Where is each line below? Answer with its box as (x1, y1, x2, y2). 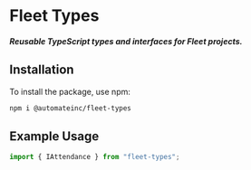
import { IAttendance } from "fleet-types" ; (9, 153, 180, 162)
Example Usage (9, 128, 100, 144)
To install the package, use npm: (9, 86, 131, 97)
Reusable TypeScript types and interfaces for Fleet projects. (9, 35, 243, 46)
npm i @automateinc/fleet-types (9, 103, 131, 113)
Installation (9, 62, 74, 78)
